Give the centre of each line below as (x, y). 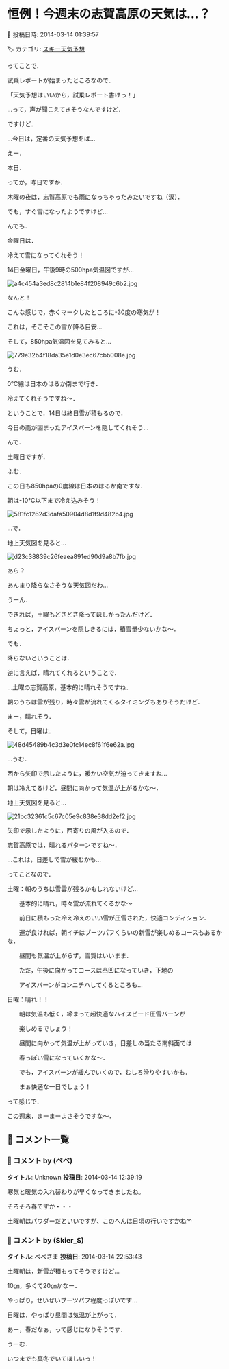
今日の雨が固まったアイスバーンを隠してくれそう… (78, 427)
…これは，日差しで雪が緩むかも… (54, 859)
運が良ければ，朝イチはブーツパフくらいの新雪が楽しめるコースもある (118, 932)
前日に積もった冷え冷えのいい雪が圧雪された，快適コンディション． (114, 918)
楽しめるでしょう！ (46, 1028)
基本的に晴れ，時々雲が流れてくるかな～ (76, 903)
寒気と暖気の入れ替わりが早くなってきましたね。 (76, 1191)
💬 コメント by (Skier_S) (45, 1240)
